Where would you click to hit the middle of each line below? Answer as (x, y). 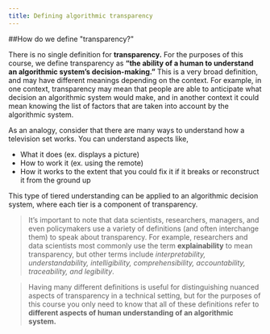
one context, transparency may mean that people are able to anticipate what (135, 89)
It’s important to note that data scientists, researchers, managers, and (143, 219)
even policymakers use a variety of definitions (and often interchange (143, 228)
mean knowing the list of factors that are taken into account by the (119, 106)
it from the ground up (55, 180)
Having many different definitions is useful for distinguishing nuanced (143, 286)
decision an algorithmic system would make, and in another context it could (134, 97)
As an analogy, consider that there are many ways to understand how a (127, 130)
